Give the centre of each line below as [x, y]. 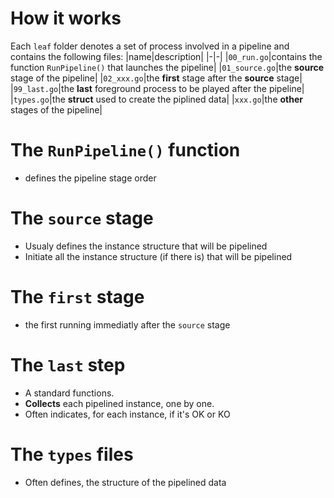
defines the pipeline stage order [90, 178]
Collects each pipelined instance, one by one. [119, 403]
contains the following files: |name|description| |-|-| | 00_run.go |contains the [166, 56]
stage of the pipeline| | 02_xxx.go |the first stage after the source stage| [156, 78]
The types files [72, 454]
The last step [68, 364]
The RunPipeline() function [125, 150]
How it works [66, 18]
